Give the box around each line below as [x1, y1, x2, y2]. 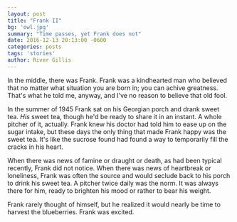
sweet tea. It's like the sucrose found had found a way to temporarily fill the [7, 135, 228, 143]
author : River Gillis [7, 57, 72, 64]
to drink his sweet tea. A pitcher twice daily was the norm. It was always [7, 179, 219, 187]
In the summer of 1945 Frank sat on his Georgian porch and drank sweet [7, 104, 219, 113]
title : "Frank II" [7, 17, 62, 24]
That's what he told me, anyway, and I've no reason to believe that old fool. [7, 91, 228, 99]
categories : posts [7, 43, 62, 50]
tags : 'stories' [7, 50, 56, 57]
